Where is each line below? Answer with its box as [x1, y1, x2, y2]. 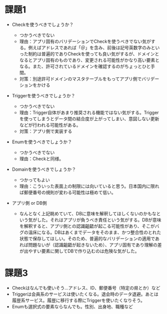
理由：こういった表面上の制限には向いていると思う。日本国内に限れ [19, 183, 159, 189]
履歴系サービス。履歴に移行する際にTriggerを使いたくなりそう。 [11, 297, 145, 303]
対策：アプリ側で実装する [19, 128, 72, 134]
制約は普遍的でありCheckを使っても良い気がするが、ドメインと [28, 50, 159, 57]
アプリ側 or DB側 [11, 200, 47, 206]
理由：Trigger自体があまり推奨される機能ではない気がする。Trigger [19, 109, 159, 115]
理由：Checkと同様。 [19, 155, 63, 162]
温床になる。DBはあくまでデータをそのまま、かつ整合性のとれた [28, 229, 161, 235]
